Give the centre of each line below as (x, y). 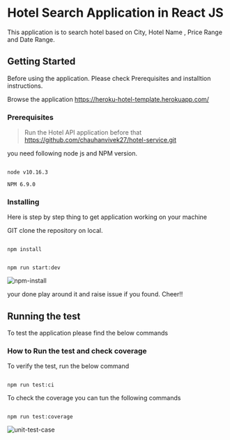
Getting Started (41, 62)
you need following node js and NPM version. (72, 153)
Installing (23, 202)
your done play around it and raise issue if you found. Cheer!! (95, 294)
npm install (24, 250)
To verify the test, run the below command (68, 366)
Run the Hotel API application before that (83, 132)
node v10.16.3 (28, 172)
